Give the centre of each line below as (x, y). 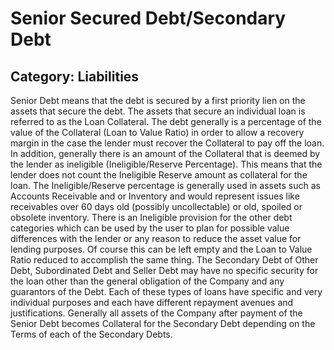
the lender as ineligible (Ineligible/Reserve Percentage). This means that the (166, 164)
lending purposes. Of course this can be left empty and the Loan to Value (161, 249)
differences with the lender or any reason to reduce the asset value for (156, 238)
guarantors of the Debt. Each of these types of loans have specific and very (166, 291)
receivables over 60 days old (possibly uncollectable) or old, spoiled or (156, 206)
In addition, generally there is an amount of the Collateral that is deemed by (165, 153)
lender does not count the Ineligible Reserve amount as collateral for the (159, 175)
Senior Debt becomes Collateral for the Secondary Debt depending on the (163, 323)
